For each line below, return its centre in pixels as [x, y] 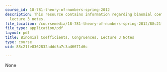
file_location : [21, 24]
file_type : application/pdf [34, 28]
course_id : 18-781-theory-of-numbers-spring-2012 [58, 10]
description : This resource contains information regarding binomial [79, 14]
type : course [19, 42]
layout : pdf [17, 33]
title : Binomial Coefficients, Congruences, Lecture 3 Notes [70, 38]
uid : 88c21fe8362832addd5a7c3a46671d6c [46, 47]
